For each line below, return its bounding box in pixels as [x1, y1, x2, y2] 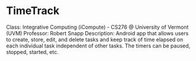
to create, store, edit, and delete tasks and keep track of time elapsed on [6, 36, 184, 43]
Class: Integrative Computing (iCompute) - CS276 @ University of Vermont [6, 23, 189, 30]
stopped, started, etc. [6, 48, 59, 55]
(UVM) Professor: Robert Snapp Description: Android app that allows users [6, 29, 189, 36]
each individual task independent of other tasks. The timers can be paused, [6, 42, 191, 49]
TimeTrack [6, 4, 60, 18]
